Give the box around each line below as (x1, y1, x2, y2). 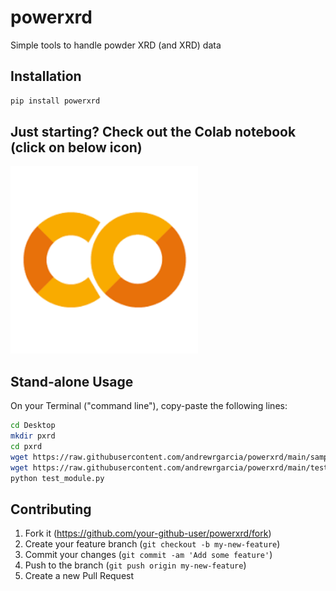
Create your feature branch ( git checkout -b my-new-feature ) (24, 538, 281, 550)
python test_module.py (10, 473, 105, 483)
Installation (10, 68, 82, 85)
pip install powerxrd (10, 96, 101, 106)
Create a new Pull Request (24, 570, 135, 582)
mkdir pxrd (10, 431, 56, 441)
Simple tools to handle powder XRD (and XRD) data (10, 39, 222, 51)
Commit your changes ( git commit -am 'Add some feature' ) (24, 549, 273, 561)
